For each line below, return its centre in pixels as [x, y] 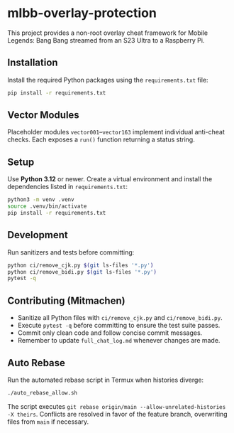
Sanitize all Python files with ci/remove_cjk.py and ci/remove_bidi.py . [120, 318]
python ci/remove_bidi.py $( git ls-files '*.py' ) [82, 272]
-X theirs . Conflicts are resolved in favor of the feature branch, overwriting [118, 414]
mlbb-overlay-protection [82, 13]
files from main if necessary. [48, 422]
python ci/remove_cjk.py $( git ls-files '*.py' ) [80, 265]
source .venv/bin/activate [47, 207]
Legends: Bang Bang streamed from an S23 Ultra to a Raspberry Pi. [106, 40]
